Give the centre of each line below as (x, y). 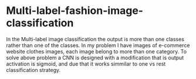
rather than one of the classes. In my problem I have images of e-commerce (98, 45)
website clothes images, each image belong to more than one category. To (96, 51)
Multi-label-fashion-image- (75, 11)
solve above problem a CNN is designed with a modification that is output (95, 58)
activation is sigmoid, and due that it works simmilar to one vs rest (86, 64)
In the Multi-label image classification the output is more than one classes (95, 39)
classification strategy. (33, 70)
